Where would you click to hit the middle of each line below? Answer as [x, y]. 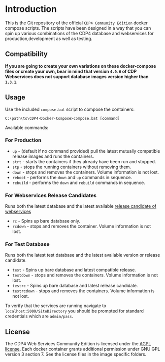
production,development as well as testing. [49, 39]
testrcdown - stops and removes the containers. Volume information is [83, 291]
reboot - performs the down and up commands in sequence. [72, 177]
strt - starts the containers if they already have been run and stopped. [84, 161]
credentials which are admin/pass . [39, 316]
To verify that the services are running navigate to [56, 306]
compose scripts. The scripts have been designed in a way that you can [78, 28]
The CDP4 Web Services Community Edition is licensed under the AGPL [78, 344]
